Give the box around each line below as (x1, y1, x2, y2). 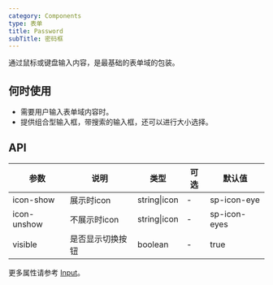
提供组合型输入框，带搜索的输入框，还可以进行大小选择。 (19, 117, 213, 127)
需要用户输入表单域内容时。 (19, 107, 114, 117)
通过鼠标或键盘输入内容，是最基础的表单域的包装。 (8, 58, 180, 67)
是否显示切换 (69, 233, 119, 244)
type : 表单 (8, 19, 43, 28)
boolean (137, 239, 169, 250)
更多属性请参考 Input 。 (8, 267, 85, 277)
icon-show (12, 194, 55, 205)
